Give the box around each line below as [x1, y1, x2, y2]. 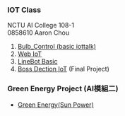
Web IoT [17, 50, 42, 58]
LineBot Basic [17, 57, 58, 66]
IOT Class [7, 5, 41, 15]
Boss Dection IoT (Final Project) [17, 65, 109, 74]
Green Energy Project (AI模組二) [7, 83, 119, 93]
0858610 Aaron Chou [7, 28, 69, 37]
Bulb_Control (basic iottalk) [17, 42, 97, 51]
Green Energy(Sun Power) [17, 100, 94, 109]
